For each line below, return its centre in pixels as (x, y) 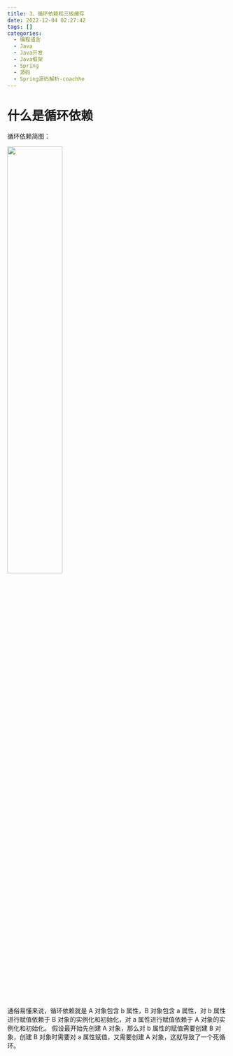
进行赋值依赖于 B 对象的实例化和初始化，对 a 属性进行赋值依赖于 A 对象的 (113, 1020)
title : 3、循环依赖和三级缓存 (46, 14)
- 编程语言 (27, 40)
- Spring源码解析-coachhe (49, 79)
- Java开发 (28, 53)
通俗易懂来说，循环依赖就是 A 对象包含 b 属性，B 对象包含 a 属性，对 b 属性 (116, 1011)
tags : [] (20, 27)
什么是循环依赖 (50, 116)
